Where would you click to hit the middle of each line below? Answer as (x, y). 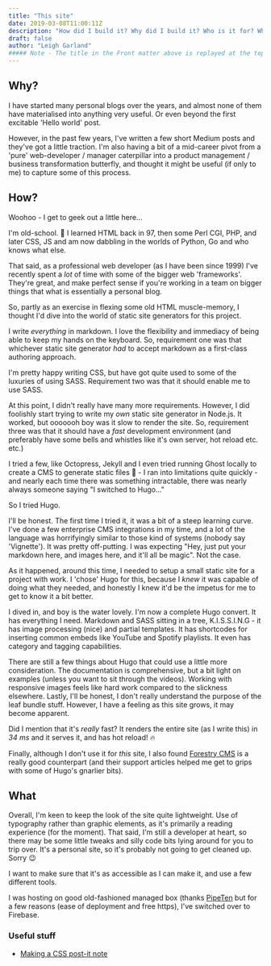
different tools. (33, 882)
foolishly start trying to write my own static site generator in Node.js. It (125, 414)
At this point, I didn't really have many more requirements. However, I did (129, 405)
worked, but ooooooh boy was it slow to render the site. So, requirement (129, 422)
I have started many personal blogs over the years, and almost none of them (135, 105)
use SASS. (26, 389)
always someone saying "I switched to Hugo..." (87, 489)
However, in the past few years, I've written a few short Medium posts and (132, 138)
